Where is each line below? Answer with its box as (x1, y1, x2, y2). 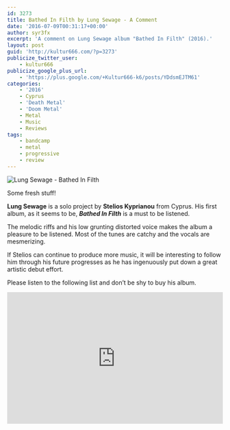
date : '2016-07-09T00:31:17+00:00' (7, 23, 109, 29)
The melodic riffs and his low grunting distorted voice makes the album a (7, 222, 213, 230)
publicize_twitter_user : (7, 55, 78, 62)
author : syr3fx (7, 29, 51, 36)
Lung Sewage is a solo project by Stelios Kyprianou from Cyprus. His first (7, 202, 217, 210)
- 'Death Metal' (19, 99, 66, 106)
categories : (7, 80, 41, 87)
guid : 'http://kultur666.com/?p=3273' (7, 49, 118, 56)
